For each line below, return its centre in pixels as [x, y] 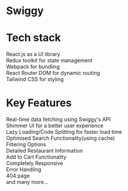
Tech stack [33, 38]
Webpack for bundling [33, 67]
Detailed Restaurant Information [45, 151]
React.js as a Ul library [33, 54]
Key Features [39, 103]
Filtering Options [26, 144]
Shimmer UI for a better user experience [55, 126]
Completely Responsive [35, 163]
